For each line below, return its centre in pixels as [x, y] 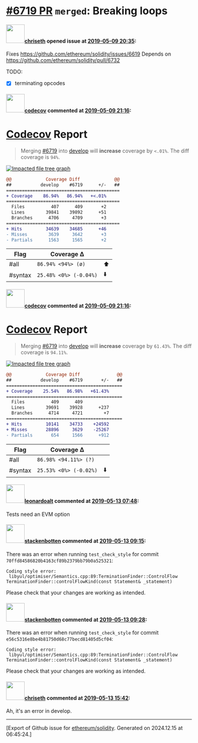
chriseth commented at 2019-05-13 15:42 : [77, 698]
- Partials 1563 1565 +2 [57, 240]
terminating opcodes [40, 83]
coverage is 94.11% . [44, 353]
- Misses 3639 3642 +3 [57, 234]
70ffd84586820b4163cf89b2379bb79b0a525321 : [60, 560]
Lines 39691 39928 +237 [60, 408]
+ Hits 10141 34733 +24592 [58, 424]
